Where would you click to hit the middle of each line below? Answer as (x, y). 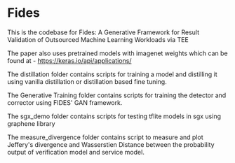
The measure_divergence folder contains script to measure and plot (105, 137)
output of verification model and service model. (76, 152)
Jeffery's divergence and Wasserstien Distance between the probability (111, 144)
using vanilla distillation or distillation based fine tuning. (87, 81)
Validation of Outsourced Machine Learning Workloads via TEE (98, 39)
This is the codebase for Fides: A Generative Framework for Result (103, 32)
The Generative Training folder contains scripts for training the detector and (117, 95)
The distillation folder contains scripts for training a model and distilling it (112, 74)
